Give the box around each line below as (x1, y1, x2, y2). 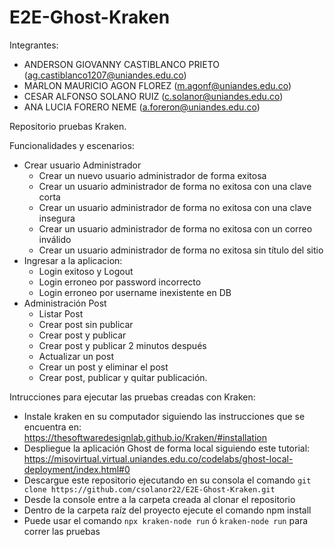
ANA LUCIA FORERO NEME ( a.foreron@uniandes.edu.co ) (23, 101, 261, 113)
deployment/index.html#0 (23, 463, 131, 475)
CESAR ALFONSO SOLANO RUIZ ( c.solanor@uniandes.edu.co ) (23, 90, 284, 102)
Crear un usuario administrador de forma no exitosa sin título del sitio (38, 244, 324, 256)
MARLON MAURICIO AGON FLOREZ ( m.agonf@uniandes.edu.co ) (23, 79, 292, 91)
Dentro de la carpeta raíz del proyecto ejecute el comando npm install (23, 504, 312, 516)
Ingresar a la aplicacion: (23, 254, 123, 266)
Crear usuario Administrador (23, 159, 142, 171)
